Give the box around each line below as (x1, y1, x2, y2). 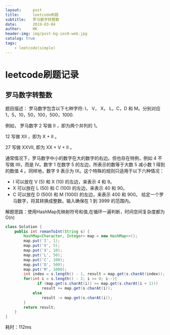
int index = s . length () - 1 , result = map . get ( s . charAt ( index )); (23, 271, 165, 277)
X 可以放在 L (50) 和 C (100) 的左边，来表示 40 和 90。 (12, 185, 128, 191)
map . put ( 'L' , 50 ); (23, 252, 63, 257)
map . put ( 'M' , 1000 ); (23, 267, 67, 272)
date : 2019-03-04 (5, 21, 56, 27)
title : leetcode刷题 (5, 12, 59, 17)
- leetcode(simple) (14, 45, 56, 50)
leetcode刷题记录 (5, 69, 79, 81)
